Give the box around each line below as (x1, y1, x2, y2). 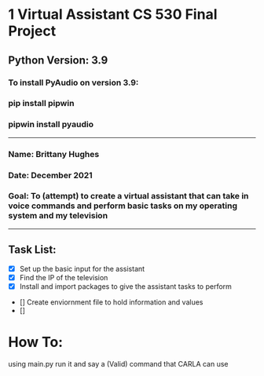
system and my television (8, 210, 108, 221)
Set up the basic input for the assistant (19, 264, 145, 273)
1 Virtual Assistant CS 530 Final (8, 5, 218, 24)
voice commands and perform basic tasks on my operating (8, 200, 238, 211)
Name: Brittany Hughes (8, 148, 100, 159)
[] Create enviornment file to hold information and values (19, 297, 203, 307)
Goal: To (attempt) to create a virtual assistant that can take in (8, 191, 249, 202)
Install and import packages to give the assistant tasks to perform (19, 281, 232, 291)
